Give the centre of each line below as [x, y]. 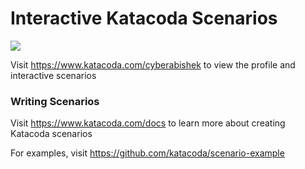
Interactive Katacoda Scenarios [144, 18]
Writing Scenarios [55, 101]
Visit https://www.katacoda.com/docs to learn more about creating [148, 123]
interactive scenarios [53, 75]
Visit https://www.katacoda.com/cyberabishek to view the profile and [153, 64]
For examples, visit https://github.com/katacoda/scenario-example [147, 153]
